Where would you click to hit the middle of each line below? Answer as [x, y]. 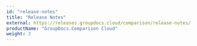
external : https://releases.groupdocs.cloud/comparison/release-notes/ [98, 23]
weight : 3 [19, 34]
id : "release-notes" [32, 12]
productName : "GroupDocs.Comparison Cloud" [62, 28]
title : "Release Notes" [36, 17]
